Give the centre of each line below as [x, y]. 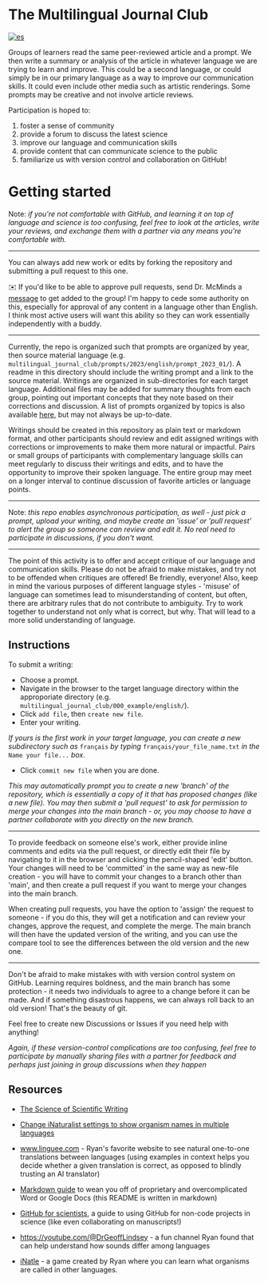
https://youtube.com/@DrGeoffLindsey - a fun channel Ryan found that [137, 1237]
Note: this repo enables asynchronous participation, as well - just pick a [127, 512]
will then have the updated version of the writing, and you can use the [123, 934]
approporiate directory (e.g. [65, 697]
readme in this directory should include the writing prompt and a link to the [131, 372]
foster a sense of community [67, 125]
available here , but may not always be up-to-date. [90, 414]
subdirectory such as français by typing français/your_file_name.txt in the [134, 746]
